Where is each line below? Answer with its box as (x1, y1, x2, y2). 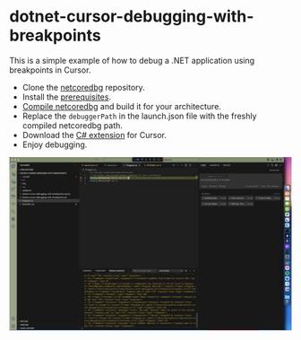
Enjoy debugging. (21, 139, 88, 150)
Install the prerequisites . (21, 92, 112, 102)
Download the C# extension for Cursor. (21, 129, 168, 140)
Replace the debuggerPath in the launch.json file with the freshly (21, 110, 257, 121)
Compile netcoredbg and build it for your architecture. (21, 100, 222, 111)
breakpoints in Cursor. (9, 65, 91, 75)
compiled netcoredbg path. (21, 119, 124, 131)
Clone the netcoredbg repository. (21, 82, 145, 92)
